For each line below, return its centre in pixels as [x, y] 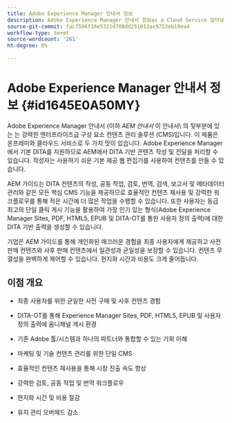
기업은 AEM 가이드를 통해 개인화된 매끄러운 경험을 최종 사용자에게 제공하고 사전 [114, 241]
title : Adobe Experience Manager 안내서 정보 [70, 13]
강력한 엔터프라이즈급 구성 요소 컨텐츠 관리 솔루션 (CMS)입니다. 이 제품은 [120, 134]
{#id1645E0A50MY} [81, 105]
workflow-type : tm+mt [38, 33]
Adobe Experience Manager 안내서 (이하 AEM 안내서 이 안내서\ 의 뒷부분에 [110, 126]
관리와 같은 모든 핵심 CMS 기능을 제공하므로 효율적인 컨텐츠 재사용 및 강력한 [110, 192]
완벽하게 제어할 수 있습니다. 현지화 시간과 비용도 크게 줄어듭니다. [112, 258]
